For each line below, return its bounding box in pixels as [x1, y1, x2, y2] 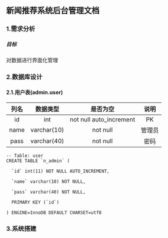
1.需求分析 [6, 25, 35, 33]
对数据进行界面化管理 [6, 57, 58, 64]
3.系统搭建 [6, 224, 37, 233]
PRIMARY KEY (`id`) [11, 200, 60, 205]
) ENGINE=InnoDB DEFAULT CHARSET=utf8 [6, 210, 102, 216]
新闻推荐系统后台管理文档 [6, 5, 99, 16]
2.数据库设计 [6, 73, 43, 81]
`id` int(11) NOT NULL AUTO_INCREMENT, [11, 168, 110, 175]
